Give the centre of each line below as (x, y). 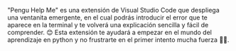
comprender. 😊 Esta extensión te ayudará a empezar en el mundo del (109, 32)
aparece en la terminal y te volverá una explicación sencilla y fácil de (108, 25)
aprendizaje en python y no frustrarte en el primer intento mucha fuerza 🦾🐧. (118, 40)
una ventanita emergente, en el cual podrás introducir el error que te (108, 17)
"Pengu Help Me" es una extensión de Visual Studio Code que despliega (114, 10)
